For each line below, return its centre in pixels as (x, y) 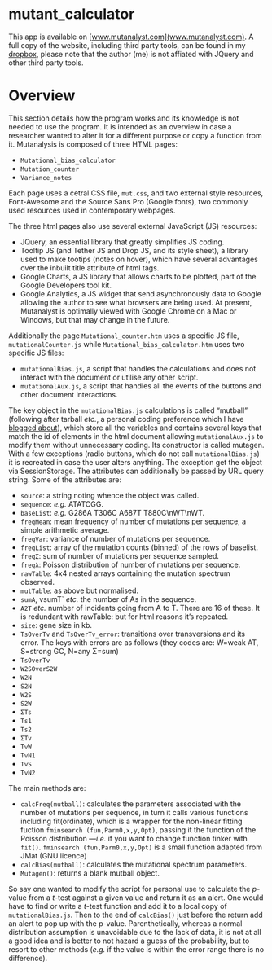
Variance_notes (46, 178)
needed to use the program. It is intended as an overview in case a (120, 126)
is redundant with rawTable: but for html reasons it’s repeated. (124, 617)
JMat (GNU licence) (53, 855)
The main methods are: (47, 788)
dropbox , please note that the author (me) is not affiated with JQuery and (131, 54)
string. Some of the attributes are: (65, 479)
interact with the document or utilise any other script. (109, 377)
